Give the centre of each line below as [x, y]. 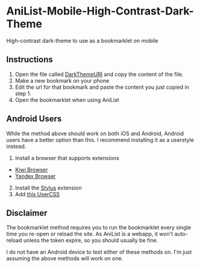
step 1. [23, 93]
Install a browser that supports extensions [67, 158]
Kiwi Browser [31, 170]
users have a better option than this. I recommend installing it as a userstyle [100, 139]
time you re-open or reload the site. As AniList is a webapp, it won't [90, 234]
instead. [16, 146]
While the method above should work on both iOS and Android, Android [95, 133]
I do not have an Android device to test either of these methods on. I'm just [99, 252]
